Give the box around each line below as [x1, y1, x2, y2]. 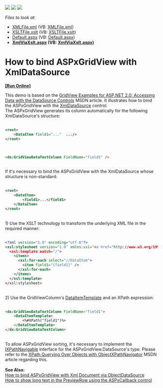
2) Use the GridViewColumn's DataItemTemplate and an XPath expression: [5, 294, 154, 301]
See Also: [5, 367, 25, 372]
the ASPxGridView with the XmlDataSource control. [5, 102, 108, 108]
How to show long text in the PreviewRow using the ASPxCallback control [5, 377, 152, 383]
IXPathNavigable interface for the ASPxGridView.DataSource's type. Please [5, 346, 156, 352]
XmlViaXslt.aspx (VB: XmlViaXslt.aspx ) [12, 39, 95, 45]
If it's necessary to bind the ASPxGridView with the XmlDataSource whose [5, 169, 154, 174]
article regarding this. [5, 356, 48, 362]
